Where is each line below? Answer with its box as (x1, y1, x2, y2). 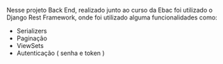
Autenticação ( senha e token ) (16, 49, 105, 57)
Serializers (16, 27, 47, 35)
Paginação (16, 34, 48, 42)
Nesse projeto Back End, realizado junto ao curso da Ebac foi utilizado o (6, 6, 213, 14)
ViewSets (16, 42, 44, 49)
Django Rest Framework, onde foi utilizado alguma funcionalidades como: (6, 13, 217, 22)
